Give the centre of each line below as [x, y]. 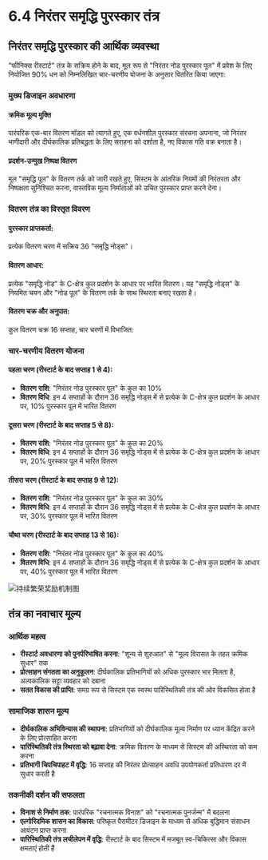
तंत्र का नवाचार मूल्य [45, 613]
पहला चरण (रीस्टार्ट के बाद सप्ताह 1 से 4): [61, 370]
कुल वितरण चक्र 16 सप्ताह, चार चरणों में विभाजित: [71, 329]
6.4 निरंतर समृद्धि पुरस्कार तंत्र [84, 16]
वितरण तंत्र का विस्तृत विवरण [49, 209]
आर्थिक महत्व [27, 636]
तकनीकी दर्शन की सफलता [47, 794]
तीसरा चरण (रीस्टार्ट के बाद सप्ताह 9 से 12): [64, 480]
